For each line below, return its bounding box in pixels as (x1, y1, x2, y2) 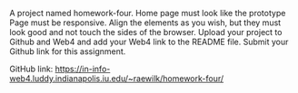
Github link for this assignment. (9, 46, 126, 57)
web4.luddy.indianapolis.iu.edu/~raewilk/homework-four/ (9, 73, 224, 84)
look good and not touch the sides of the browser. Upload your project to (9, 27, 283, 37)
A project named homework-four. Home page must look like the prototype (9, 8, 286, 18)
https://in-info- (55, 63, 111, 74)
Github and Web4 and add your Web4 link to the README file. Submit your (9, 36, 289, 47)
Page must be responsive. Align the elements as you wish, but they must (9, 17, 282, 28)
